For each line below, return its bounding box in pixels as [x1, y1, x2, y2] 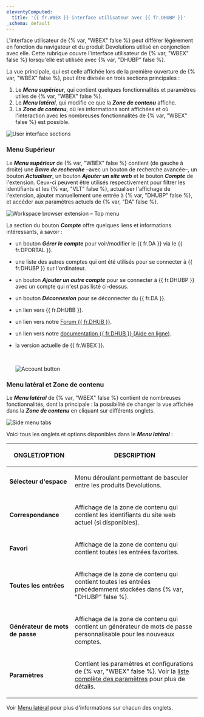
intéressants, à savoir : [6, 228, 63, 235]
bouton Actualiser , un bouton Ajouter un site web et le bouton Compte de [6, 172, 193, 179]
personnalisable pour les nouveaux [75, 630, 175, 638]
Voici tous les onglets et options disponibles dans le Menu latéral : [6, 430, 173, 437]
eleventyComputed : [6, 9, 53, 15]
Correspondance [9, 510, 59, 519]
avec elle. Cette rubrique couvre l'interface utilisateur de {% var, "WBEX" [6, 50, 189, 57]
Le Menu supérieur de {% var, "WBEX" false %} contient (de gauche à [6, 159, 183, 166]
